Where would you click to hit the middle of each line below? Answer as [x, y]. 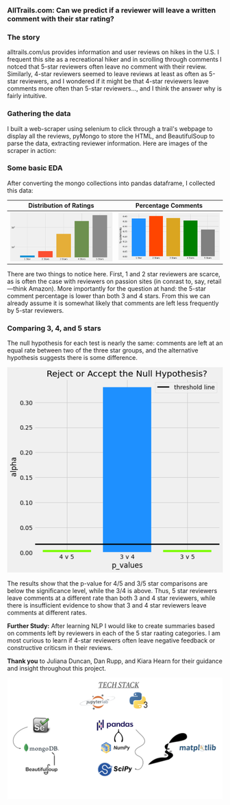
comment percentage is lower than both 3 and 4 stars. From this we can [109, 296]
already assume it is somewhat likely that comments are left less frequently [113, 303]
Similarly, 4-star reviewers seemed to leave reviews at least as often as [107, 74]
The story [24, 37]
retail [215, 281]
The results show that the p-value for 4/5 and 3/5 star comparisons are [107, 583]
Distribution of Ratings [61, 206]
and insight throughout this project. [56, 668]
